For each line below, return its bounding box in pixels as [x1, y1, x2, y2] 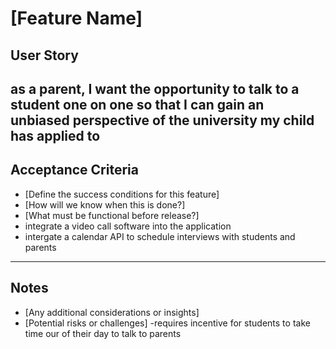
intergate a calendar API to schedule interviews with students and [24, 230, 296, 242]
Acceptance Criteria [10, 162, 139, 179]
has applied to [10, 127, 101, 144]
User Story [10, 47, 79, 64]
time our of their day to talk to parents [24, 327, 182, 339]
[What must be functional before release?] [24, 209, 200, 221]
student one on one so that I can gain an [10, 96, 265, 113]
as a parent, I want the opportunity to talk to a [10, 80, 300, 97]
